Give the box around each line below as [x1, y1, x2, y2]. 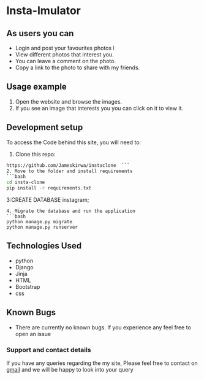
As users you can [6, 28, 74, 39]
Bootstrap [15, 283, 40, 290]
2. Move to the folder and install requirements [6, 168, 133, 174]
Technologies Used [6, 240, 81, 251]
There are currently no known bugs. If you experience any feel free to [15, 323, 191, 331]
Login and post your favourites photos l [15, 44, 115, 52]
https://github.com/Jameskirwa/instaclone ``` [6, 162, 130, 169]
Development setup [6, 122, 83, 132]
